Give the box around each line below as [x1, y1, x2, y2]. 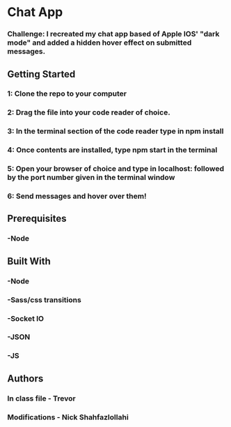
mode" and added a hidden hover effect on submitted [7, 38, 192, 47]
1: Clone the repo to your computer [7, 89, 127, 98]
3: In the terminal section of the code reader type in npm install [7, 126, 224, 136]
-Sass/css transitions [7, 294, 81, 304]
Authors [7, 373, 44, 384]
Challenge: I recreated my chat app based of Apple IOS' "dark [7, 29, 220, 39]
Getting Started [7, 68, 76, 80]
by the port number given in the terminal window [7, 172, 175, 182]
